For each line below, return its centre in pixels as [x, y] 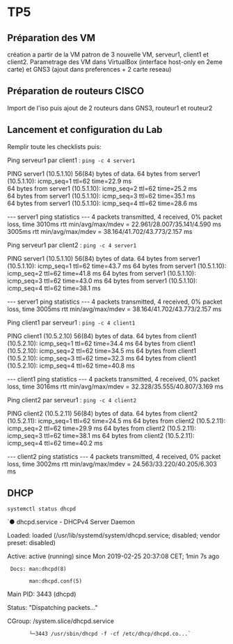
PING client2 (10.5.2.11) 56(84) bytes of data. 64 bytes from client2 [103, 413]
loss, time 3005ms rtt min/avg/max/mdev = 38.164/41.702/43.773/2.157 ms [114, 309]
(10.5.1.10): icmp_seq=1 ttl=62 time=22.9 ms [70, 181]
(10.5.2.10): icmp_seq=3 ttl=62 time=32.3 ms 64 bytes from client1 [102, 358]
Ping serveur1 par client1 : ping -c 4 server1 [71, 160]
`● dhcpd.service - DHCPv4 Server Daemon [71, 522]
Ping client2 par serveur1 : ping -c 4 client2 [72, 400]
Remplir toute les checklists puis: [55, 146]
